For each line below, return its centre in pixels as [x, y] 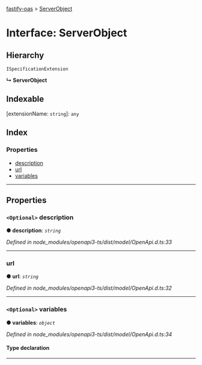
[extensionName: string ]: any [43, 113]
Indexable [25, 99]
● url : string [23, 276]
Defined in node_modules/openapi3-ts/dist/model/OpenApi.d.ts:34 [89, 334]
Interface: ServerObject [67, 33]
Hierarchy [25, 55]
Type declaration [28, 348]
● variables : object [31, 322]
